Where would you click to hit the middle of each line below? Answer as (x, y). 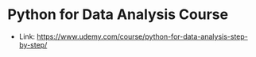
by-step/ (33, 44)
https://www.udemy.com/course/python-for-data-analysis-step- (142, 36)
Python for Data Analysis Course (118, 15)
